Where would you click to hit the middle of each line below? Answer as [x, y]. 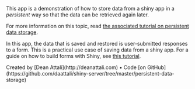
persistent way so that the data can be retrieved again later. [77, 15]
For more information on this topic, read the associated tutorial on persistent [98, 26]
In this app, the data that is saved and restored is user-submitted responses [97, 44]
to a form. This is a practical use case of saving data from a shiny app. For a [97, 50]
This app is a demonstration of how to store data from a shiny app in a [90, 8]
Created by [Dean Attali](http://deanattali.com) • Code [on [76, 67]
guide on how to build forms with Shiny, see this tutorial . [74, 56]
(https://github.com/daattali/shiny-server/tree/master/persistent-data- [90, 73]
